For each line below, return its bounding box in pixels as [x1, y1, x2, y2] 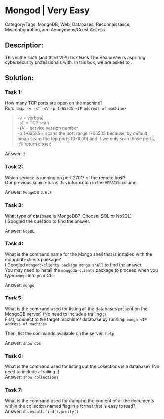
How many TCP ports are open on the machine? [5, 100, 103, 106]
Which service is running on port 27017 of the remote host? [5, 174, 126, 180]
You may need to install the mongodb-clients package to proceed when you [5, 267, 158, 273]
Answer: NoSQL [5, 228, 35, 234]
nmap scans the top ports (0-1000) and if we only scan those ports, [17, 136, 155, 142]
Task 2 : [5, 163, 23, 170]
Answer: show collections [5, 374, 59, 380]
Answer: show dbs [5, 340, 41, 346]
